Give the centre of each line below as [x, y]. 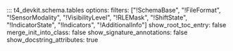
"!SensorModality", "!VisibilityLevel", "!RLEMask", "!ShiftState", [97, 17]
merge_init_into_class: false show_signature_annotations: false [97, 32]
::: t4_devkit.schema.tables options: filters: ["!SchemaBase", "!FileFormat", [114, 10]
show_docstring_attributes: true [52, 40]
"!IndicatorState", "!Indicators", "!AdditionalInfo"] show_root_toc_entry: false [116, 25]
